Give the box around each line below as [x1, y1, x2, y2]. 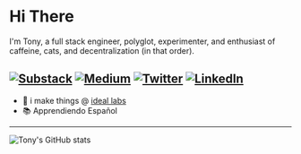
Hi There [9, 6, 74, 27]
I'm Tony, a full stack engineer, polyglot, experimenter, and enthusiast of [9, 36, 276, 47]
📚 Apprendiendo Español [21, 105, 118, 115]
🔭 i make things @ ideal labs [21, 95, 127, 106]
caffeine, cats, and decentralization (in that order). [9, 45, 195, 56]
